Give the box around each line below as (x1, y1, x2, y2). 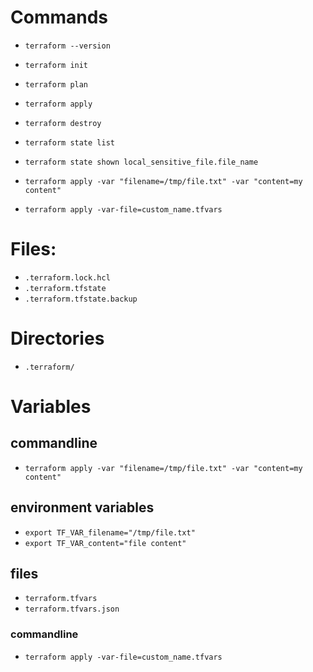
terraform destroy (24, 118, 102, 128)
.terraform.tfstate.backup (24, 294, 138, 304)
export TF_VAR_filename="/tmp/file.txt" (24, 527, 196, 538)
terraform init (24, 60, 89, 70)
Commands (10, 6, 109, 29)
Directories (10, 327, 105, 350)
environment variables (10, 499, 155, 516)
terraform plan (24, 79, 89, 90)
